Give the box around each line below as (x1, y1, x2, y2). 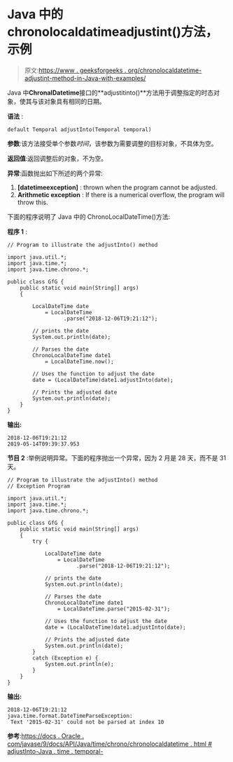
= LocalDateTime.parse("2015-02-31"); (57, 605, 171, 613)
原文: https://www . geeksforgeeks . (24, 66, 127, 74)
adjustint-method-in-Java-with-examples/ (24, 74, 146, 82)
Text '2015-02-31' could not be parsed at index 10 (10, 718, 164, 726)
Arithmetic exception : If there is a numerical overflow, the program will (17, 190, 225, 199)
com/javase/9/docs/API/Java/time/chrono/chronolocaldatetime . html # (7, 740, 212, 748)
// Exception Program (7, 482, 71, 490)
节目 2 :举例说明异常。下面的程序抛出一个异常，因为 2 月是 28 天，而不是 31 (7, 453, 226, 462)
